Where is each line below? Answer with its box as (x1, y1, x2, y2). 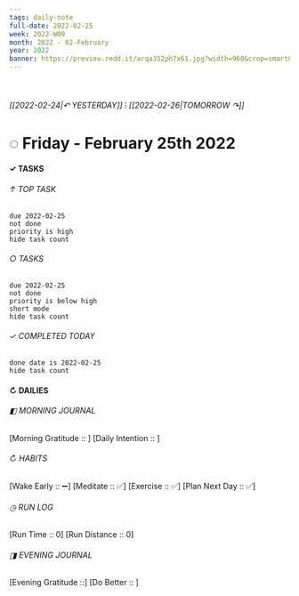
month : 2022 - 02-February (9, 37, 109, 47)
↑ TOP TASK (9, 183, 56, 194)
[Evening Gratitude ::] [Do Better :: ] (9, 577, 140, 588)
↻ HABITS (9, 453, 48, 463)
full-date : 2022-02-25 (9, 21, 93, 30)
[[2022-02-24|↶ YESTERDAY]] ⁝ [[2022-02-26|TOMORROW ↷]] (9, 100, 245, 110)
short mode (9, 304, 50, 313)
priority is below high (9, 296, 98, 305)
